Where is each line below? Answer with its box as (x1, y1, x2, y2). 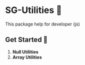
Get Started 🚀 (5, 35, 48, 44)
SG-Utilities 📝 (5, 4, 62, 16)
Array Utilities (12, 54, 42, 60)
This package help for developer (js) (5, 21, 80, 27)
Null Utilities (12, 48, 38, 54)
